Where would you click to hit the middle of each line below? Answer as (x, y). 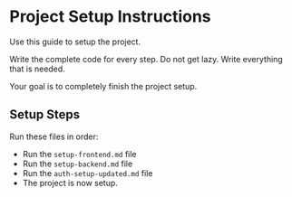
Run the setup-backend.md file (78, 164)
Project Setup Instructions (110, 17)
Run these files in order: (54, 136)
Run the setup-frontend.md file (80, 154)
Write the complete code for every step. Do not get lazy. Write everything (146, 59)
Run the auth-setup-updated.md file (88, 173)
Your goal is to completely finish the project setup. (103, 86)
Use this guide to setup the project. (75, 42)
